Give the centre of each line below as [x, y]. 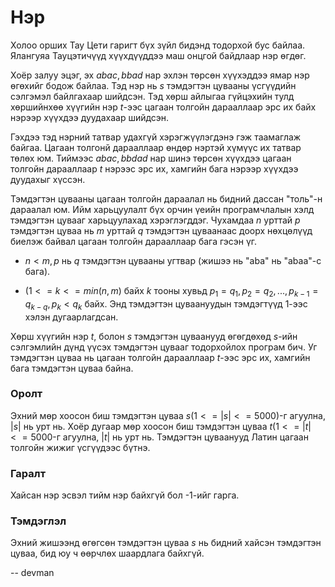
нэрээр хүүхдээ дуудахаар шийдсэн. [90, 117]
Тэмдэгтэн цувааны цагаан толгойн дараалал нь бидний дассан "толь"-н [166, 198]
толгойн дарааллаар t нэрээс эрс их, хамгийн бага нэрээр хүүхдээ [154, 168]
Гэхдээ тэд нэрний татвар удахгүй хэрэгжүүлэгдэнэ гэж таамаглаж [156, 137]
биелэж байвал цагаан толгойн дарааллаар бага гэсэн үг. [134, 241]
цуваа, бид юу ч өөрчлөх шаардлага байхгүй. [107, 553]
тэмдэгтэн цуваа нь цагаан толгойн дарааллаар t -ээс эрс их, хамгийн [160, 357]
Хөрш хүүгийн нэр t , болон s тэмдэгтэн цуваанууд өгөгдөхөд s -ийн [154, 336]
